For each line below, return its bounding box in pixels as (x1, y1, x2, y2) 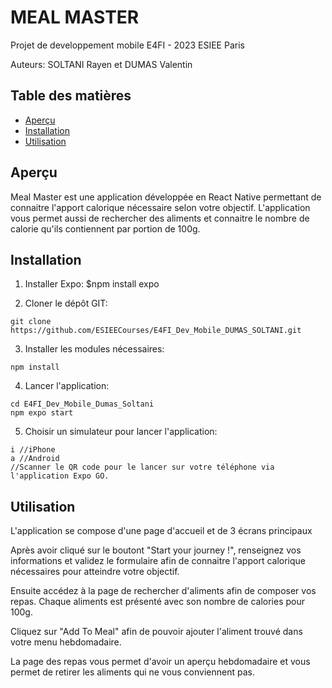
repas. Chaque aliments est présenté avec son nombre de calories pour (10, 596, 306, 608)
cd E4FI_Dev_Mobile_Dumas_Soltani (10, 399, 155, 410)
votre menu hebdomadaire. (10, 636, 122, 648)
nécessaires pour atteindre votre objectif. (10, 566, 180, 578)
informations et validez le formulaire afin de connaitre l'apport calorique (10, 555, 307, 567)
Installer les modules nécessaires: (24, 343, 165, 355)
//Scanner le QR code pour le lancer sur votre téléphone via (10, 462, 275, 473)
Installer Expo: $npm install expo (24, 278, 160, 290)
